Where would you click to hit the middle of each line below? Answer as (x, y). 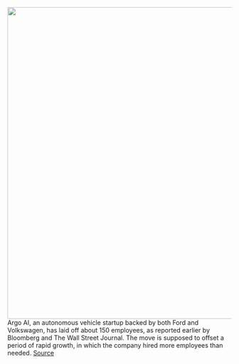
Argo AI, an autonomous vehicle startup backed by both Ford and (103, 323)
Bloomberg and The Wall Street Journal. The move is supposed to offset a (116, 338)
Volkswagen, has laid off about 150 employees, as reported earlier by (108, 330)
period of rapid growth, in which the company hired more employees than (115, 345)
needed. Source (31, 353)
